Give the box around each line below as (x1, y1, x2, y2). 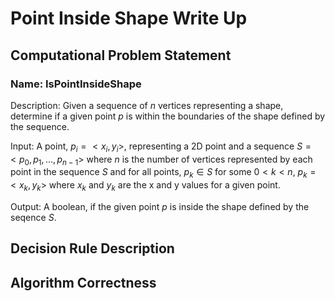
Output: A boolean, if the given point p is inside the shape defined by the (10, 201, 310, 213)
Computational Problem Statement (10, 47, 232, 64)
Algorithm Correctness (10, 274, 157, 291)
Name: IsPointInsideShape (10, 77, 142, 91)
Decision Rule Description (10, 240, 175, 257)
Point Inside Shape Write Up (10, 7, 248, 30)
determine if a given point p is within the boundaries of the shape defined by (10, 110, 326, 122)
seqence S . (10, 212, 57, 224)
